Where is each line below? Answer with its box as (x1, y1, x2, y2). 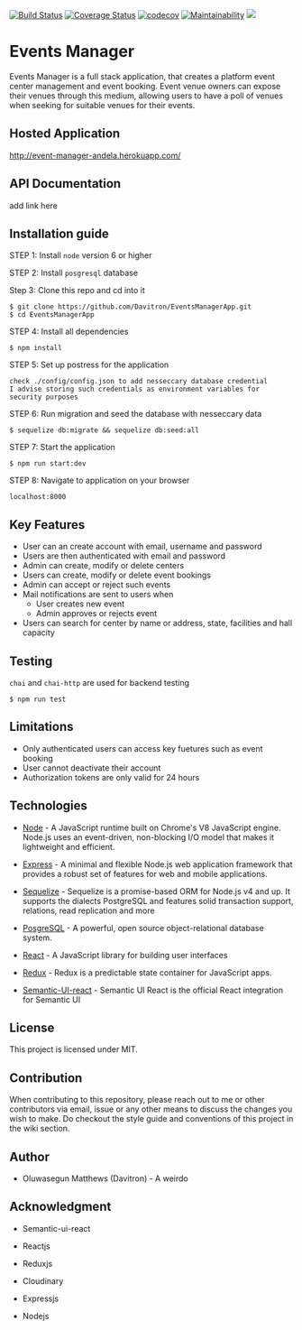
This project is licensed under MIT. (9, 1044, 138, 1055)
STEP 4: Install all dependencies (9, 326, 129, 337)
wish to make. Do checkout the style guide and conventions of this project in (9, 1113, 294, 1124)
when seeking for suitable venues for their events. (9, 99, 196, 110)
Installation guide (9, 226, 110, 241)
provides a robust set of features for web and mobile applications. (22, 868, 268, 879)
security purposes (9, 393, 78, 402)
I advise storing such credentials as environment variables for (9, 384, 260, 394)
